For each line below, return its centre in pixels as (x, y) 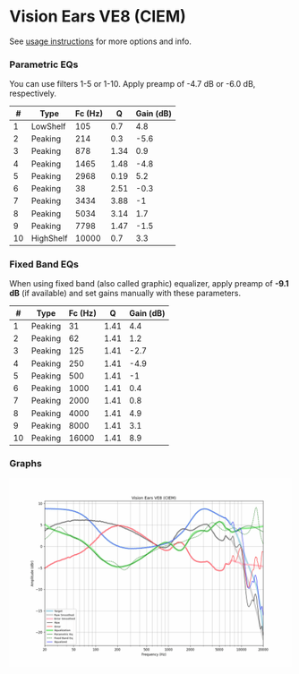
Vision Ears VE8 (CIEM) (98, 17)
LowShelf (48, 126)
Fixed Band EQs (44, 264)
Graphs (26, 464)
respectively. (33, 94)
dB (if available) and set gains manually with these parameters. (125, 294)
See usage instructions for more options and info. (101, 41)
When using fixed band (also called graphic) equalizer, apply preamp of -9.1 (149, 284)
